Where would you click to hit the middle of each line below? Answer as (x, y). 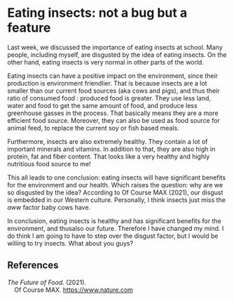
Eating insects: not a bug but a (97, 13)
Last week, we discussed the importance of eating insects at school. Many (115, 47)
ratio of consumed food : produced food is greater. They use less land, (109, 98)
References (33, 266)
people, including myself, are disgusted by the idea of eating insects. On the (117, 55)
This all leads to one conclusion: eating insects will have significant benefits (117, 178)
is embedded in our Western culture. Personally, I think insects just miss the (117, 200)
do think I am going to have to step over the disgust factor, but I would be (113, 236)
